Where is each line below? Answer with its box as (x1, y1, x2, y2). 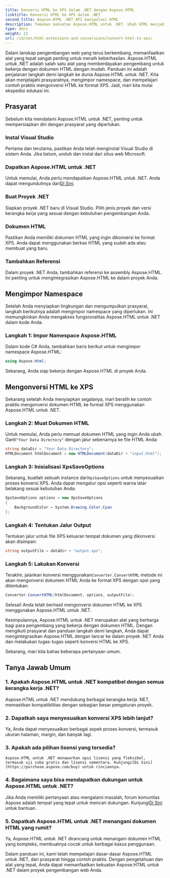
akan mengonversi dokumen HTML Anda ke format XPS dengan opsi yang (5, 578, 160, 584)
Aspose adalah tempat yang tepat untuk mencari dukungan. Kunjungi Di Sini (5, 799, 163, 806)
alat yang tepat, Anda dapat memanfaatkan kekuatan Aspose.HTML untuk (5, 862, 159, 868)
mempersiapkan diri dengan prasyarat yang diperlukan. (5, 121, 121, 127)
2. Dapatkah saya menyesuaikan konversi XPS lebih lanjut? (5, 714, 153, 721)
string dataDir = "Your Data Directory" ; (5, 446, 94, 451)
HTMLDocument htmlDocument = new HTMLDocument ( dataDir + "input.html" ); (5, 451, 162, 457)
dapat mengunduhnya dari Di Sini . (5, 180, 75, 187)
